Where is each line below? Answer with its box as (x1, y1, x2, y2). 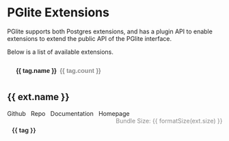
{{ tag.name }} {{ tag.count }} (16, 67, 101, 74)
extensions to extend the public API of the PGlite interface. (7, 34, 172, 42)
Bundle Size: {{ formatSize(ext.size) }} (116, 116, 223, 125)
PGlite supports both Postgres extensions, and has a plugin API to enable (7, 27, 213, 35)
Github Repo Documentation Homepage (7, 109, 130, 117)
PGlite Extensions (7, 5, 109, 20)
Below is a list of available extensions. (7, 48, 114, 56)
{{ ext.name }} (7, 91, 70, 103)
